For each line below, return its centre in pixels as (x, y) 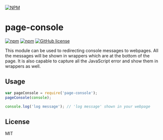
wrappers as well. (23, 66)
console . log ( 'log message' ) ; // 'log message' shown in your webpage (78, 106)
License (17, 122)
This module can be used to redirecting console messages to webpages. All (82, 50)
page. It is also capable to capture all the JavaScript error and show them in (82, 61)
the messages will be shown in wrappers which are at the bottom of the (77, 56)
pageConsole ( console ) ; (28, 98)
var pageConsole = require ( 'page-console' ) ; (51, 93)
